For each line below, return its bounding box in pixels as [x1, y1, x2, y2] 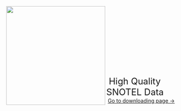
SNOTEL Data [106, 87, 164, 98]
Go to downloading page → [107, 97, 175, 104]
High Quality [108, 76, 161, 87]
